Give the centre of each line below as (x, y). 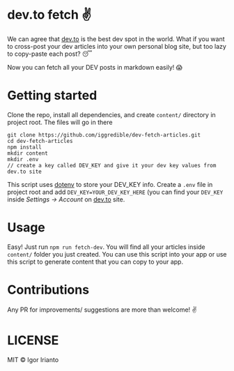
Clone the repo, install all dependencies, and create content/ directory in (111, 114)
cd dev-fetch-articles (40, 141)
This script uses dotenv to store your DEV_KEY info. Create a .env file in (110, 184)
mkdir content (28, 153)
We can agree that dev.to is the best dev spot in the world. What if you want (116, 39)
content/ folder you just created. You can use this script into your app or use (117, 254)
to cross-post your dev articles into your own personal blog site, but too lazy (117, 46)
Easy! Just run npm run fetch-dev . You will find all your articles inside (106, 247)
